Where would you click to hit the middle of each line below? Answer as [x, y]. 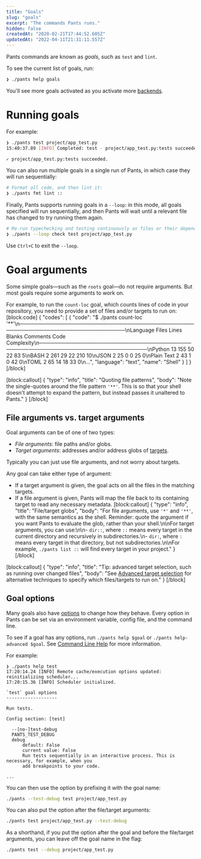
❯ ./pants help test [32, 666]
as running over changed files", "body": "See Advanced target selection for [99, 573]
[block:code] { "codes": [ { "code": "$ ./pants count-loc [74, 317]
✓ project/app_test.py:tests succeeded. [57, 159]
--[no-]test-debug [35, 729]
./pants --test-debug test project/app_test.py [67, 798]
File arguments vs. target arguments [75, 418]
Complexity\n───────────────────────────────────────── [99, 343]
